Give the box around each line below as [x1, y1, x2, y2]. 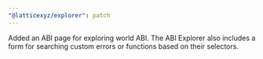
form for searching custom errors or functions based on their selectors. [8, 41, 239, 51]
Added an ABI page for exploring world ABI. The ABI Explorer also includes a [8, 33, 256, 42]
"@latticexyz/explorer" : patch [8, 11, 111, 20]
